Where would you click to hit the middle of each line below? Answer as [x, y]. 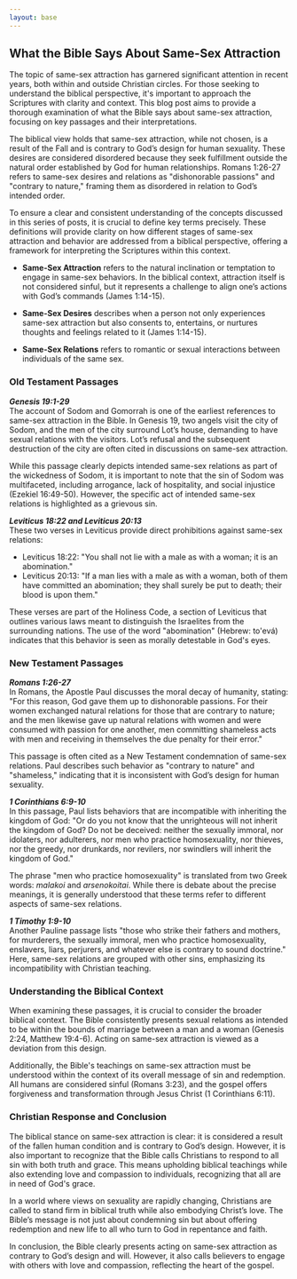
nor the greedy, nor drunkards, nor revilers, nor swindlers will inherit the [141, 849]
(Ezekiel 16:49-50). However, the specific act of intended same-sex [132, 494]
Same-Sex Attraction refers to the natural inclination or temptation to [148, 268]
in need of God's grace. [52, 1183]
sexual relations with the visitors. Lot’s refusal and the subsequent [130, 439]
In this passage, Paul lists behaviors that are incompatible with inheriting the [148, 811]
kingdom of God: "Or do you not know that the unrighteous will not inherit [143, 821]
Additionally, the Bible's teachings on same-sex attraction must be [130, 1066]
